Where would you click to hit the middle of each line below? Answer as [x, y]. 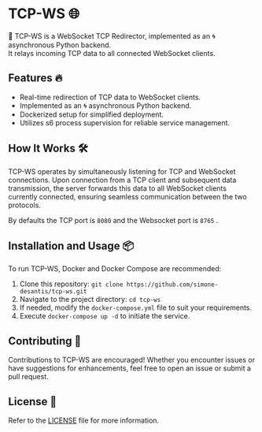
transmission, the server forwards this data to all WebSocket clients [117, 188]
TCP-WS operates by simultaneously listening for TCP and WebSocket [122, 171]
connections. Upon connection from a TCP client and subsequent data [122, 180]
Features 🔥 [35, 78]
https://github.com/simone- [172, 285]
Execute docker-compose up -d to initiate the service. [105, 316]
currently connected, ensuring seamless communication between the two [128, 196]
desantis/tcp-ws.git [53, 292]
